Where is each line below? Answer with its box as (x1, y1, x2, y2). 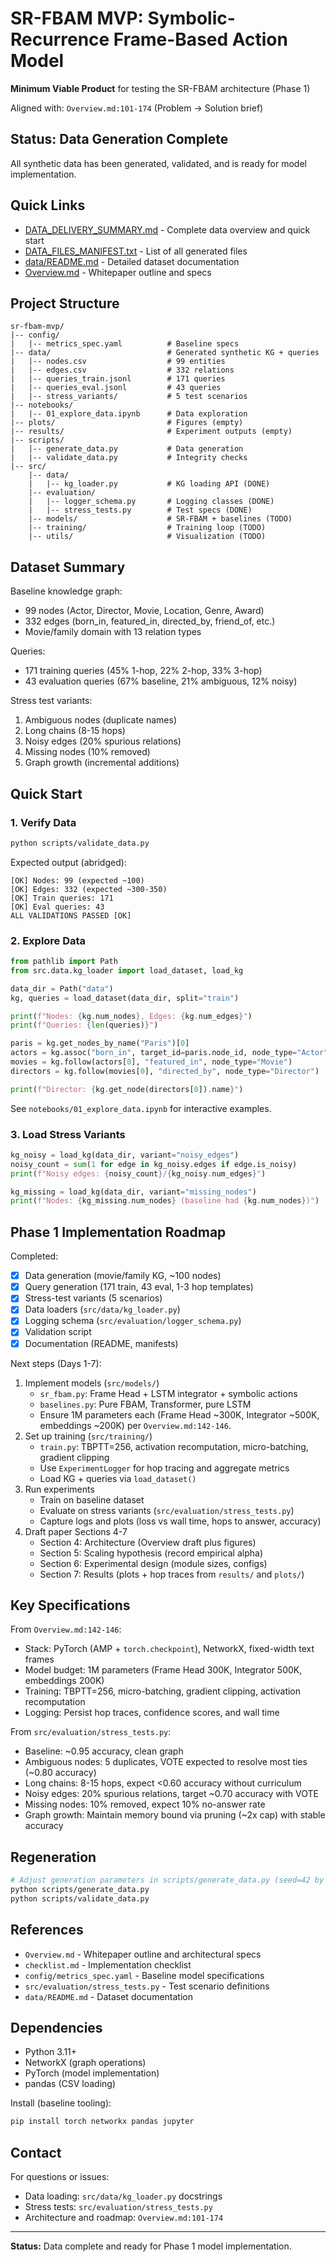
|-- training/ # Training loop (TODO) (28, 523, 267, 533)
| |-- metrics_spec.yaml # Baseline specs (10, 339, 240, 349)
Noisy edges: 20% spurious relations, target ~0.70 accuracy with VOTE (24, 1788, 319, 1800)
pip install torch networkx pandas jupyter (10, 2117, 195, 2127)
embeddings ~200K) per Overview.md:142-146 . (39, 1419, 232, 1431)
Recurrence (10, 28, 110, 51)
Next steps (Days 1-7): (10, 1357, 102, 1369)
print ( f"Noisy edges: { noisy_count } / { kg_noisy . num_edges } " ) (10, 1168, 267, 1179)
